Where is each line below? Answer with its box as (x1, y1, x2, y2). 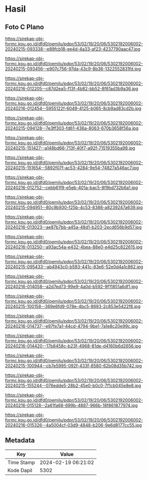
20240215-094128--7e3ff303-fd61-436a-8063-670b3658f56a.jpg (5, 125, 139, 131)
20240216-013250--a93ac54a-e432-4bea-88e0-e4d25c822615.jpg (5, 244, 143, 250)
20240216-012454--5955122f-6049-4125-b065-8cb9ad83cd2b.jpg (5, 106, 142, 111)
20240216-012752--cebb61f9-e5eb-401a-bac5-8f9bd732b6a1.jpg (5, 185, 138, 191)
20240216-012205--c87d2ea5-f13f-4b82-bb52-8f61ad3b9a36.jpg (5, 86, 138, 91)
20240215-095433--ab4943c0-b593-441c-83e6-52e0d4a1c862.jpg (5, 264, 143, 269)
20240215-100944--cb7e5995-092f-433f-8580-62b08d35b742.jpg (5, 363, 142, 368)
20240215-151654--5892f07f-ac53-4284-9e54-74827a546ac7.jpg (5, 165, 139, 171)
